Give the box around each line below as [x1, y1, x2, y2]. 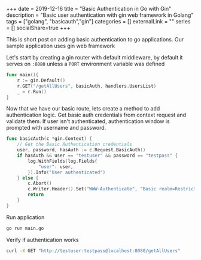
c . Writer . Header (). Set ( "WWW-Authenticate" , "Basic [28, 186, 157, 192]
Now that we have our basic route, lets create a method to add [6, 105, 160, 112]
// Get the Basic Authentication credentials [17, 141, 133, 148]
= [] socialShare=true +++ [6, 24, 71, 31]
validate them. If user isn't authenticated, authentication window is [6, 118, 170, 125]
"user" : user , [38, 163, 74, 170]
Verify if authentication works [6, 236, 79, 243]
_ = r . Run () [17, 88, 47, 95]
